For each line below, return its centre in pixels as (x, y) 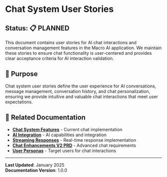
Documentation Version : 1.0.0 (36, 170)
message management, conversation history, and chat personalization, (78, 91)
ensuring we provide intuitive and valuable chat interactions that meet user (82, 96)
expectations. (19, 102)
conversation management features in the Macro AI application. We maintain (83, 48)
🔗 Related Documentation (45, 118)
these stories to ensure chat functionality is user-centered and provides (79, 53)
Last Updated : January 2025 (35, 165)
